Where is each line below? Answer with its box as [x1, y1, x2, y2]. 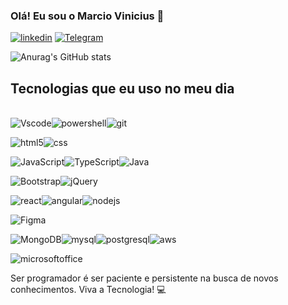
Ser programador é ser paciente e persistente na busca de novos [10, 272, 279, 284]
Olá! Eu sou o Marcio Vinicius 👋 [10, 9, 165, 23]
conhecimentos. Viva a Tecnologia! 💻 [10, 284, 167, 296]
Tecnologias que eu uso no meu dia [10, 80, 235, 97]
